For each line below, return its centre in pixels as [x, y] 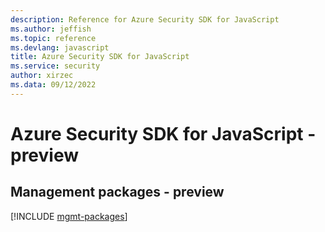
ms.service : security [55, 66]
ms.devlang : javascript [60, 47]
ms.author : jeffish [51, 29]
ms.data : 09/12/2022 [53, 85]
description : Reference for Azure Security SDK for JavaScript [145, 19]
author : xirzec [42, 76]
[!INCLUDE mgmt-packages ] [69, 216]
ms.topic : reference [53, 38]
